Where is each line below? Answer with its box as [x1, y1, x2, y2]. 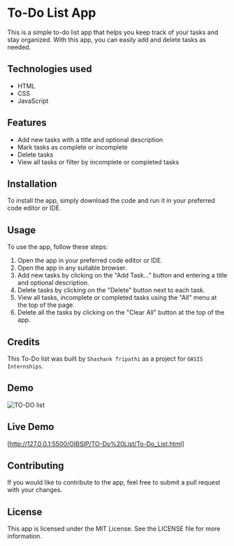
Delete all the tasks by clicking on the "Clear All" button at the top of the [17, 308, 225, 317]
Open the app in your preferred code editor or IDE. [17, 257, 163, 265]
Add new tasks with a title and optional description [17, 135, 163, 144]
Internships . [7, 362, 44, 370]
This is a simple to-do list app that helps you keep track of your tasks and [7, 28, 219, 36]
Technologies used [7, 63, 92, 75]
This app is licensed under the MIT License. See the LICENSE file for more [7, 524, 221, 533]
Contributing [7, 460, 64, 472]
